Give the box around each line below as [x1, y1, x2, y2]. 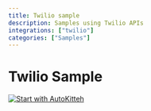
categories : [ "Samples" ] [8, 33, 91, 42]
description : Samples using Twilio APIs [8, 19, 145, 27]
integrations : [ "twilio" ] [8, 26, 94, 34]
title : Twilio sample [8, 11, 80, 20]
